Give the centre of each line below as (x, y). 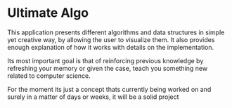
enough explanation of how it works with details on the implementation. (111, 47)
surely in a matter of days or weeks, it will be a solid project (93, 97)
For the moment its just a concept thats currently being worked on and (109, 89)
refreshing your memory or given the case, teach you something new (108, 68)
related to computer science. (49, 76)
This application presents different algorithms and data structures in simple (116, 32)
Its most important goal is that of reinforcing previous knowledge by (105, 60)
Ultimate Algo (48, 13)
